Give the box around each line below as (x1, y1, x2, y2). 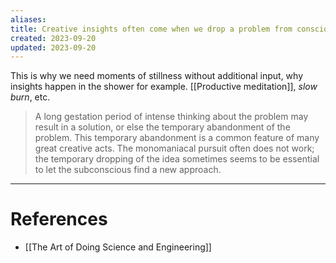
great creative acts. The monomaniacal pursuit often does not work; (34, 142, 315, 155)
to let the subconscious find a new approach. (34, 164, 222, 176)
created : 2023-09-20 (10, 33, 97, 43)
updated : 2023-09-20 (10, 42, 97, 53)
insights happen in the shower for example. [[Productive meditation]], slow (10, 81, 318, 93)
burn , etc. (10, 91, 51, 103)
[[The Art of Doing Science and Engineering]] (24, 241, 212, 253)
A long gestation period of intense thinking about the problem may (34, 111, 309, 123)
